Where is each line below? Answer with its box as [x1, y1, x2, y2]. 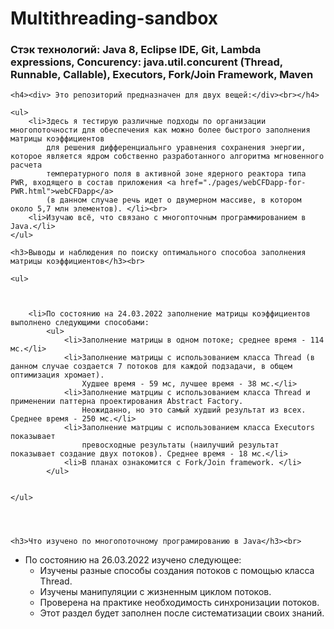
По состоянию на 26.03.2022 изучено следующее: [24, 554, 242, 566]
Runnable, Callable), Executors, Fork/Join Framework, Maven [10, 68, 314, 82]
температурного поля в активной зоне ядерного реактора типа [46, 169, 307, 179]
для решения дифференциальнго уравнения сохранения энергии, [46, 143, 307, 153]
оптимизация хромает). [10, 370, 105, 381]
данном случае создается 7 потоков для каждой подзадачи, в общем [10, 362, 293, 372]
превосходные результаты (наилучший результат [81, 440, 280, 451]
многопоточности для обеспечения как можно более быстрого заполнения [10, 125, 311, 136]
